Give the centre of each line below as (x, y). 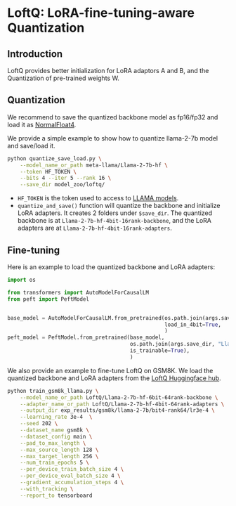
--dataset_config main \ (56, 436)
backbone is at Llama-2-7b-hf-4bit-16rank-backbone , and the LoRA (114, 221)
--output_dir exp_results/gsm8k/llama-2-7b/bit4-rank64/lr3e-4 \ (118, 410)
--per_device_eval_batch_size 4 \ (70, 476)
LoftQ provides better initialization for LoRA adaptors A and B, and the (108, 71)
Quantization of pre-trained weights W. (63, 78)
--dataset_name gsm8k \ (55, 430)
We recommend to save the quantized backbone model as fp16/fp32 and (113, 117)
